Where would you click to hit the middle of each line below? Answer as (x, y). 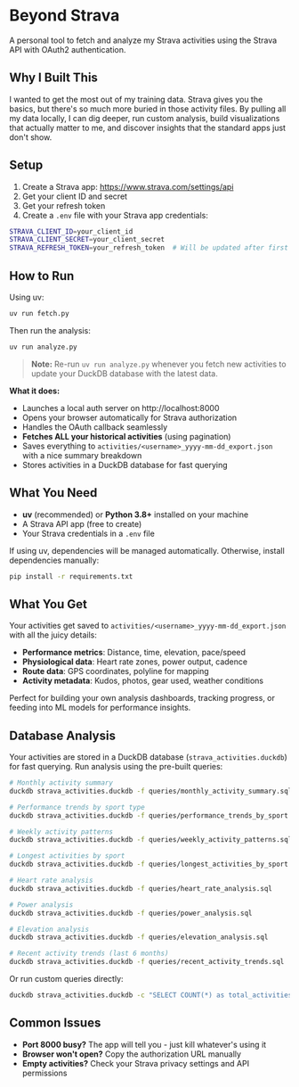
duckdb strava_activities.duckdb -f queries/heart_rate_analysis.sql (141, 888)
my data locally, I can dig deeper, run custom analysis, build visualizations (145, 118)
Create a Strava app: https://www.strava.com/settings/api (128, 186)
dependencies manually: (54, 560)
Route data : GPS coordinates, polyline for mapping (115, 671)
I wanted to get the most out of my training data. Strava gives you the (136, 99)
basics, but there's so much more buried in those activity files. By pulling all (148, 109)
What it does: (35, 391)
